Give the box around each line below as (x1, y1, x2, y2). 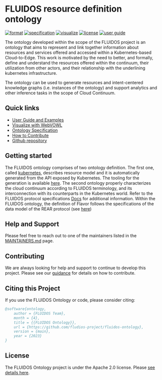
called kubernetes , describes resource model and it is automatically (5, 170, 140, 175)
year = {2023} (14, 334, 42, 339)
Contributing (5, 252, 44, 260)
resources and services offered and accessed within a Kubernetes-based (5, 50, 152, 55)
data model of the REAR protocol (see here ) (5, 206, 92, 212)
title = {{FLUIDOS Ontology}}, (14, 320, 77, 325)
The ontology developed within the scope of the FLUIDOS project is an (5, 39, 146, 45)
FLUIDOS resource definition (5, 3, 122, 15)
